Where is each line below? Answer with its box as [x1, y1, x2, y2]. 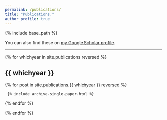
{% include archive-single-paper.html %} [7, 92, 94, 97]
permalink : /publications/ [5, 7, 61, 12]
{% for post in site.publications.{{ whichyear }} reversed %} [5, 82, 127, 88]
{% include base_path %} [5, 30, 58, 36]
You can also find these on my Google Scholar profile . [5, 40, 116, 46]
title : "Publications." [5, 12, 55, 17]
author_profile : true [5, 16, 50, 21]
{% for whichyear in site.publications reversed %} [5, 54, 107, 60]
